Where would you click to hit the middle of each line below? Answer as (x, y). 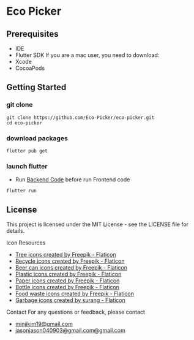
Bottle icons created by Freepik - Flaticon (67, 287)
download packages (37, 138)
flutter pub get (27, 151)
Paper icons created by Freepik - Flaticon (67, 281)
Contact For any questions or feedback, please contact (76, 312)
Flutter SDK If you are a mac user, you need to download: (87, 55)
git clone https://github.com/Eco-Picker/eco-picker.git (80, 118)
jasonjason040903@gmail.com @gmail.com (70, 331)
